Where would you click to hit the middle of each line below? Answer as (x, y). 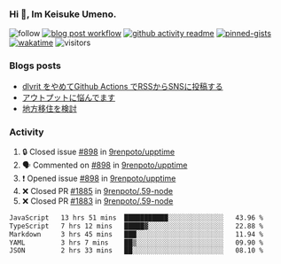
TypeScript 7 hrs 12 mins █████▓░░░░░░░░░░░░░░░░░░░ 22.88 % (137, 226)
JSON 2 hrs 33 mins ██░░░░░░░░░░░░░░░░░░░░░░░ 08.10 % (137, 251)
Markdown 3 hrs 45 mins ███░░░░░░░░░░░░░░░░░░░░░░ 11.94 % (137, 234)
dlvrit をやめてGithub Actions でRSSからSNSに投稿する (122, 86)
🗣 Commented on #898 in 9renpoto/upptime (105, 165)
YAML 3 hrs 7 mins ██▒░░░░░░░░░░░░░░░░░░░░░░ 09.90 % (137, 243)
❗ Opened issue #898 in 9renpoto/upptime (99, 178)
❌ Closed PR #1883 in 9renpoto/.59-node (98, 201)
